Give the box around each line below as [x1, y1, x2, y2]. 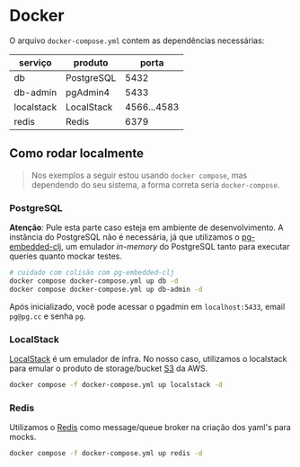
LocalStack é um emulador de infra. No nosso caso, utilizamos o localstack [9, 353, 287, 364]
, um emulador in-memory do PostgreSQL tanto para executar [61, 242, 290, 252]
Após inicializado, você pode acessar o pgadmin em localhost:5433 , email [9, 301, 286, 312]
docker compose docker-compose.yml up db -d [9, 276, 179, 286]
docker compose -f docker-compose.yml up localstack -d [9, 380, 223, 389]
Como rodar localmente [9, 145, 145, 162]
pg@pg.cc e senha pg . [9, 311, 86, 322]
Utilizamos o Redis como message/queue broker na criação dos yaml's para [9, 422, 292, 433]
